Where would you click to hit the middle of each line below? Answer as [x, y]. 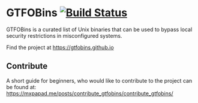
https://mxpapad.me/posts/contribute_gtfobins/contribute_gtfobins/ [90, 93]
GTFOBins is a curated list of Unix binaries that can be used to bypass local [99, 29]
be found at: [21, 87]
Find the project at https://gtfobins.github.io [60, 47]
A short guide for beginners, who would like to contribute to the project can [99, 80]
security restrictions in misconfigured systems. [64, 35]
